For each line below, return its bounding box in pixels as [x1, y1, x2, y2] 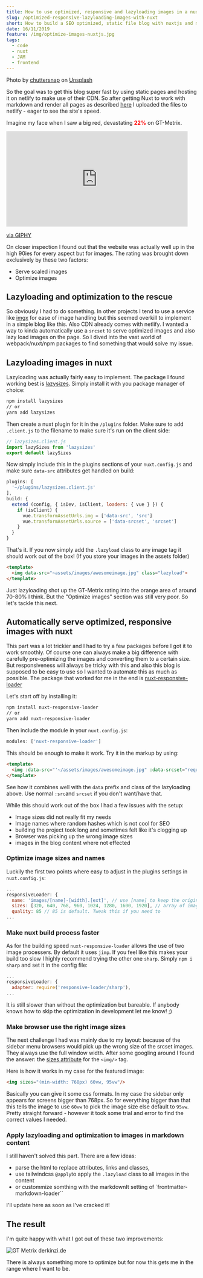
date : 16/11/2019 [6, 25, 50, 32]
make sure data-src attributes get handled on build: [6, 467, 135, 474]
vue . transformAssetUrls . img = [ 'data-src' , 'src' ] [22, 512, 153, 518]
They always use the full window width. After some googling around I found [6, 1049, 195, 1057]
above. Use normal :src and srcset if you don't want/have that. [6, 790, 163, 797]
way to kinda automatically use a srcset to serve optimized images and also [6, 327, 195, 334]
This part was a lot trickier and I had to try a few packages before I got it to [6, 643, 192, 650]
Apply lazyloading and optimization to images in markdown [6, 1131, 184, 1139]
